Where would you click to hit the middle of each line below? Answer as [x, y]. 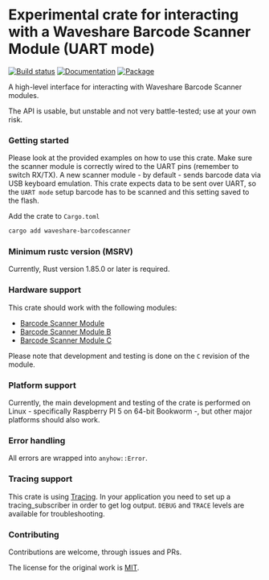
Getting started [39, 140]
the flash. [24, 201]
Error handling [37, 440]
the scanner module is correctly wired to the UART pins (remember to [124, 167]
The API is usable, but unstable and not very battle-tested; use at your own [132, 111]
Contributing [34, 534]
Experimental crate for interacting [124, 15]
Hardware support [45, 290]
